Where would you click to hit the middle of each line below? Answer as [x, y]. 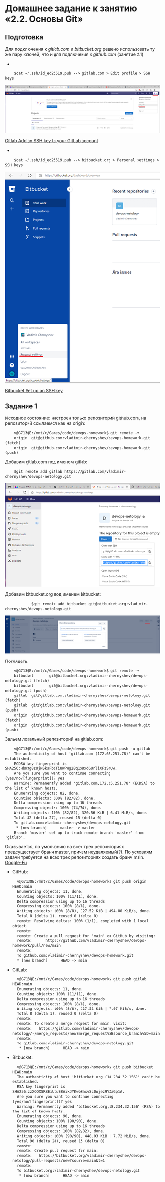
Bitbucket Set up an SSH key [34, 391]
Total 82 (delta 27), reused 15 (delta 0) [58, 818]
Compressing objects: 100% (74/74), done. [58, 808]
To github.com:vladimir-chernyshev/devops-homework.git [75, 956]
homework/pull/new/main [37, 946]
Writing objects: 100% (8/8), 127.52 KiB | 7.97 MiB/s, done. [82, 1009]
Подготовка [24, 37]
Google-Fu [16, 863]
